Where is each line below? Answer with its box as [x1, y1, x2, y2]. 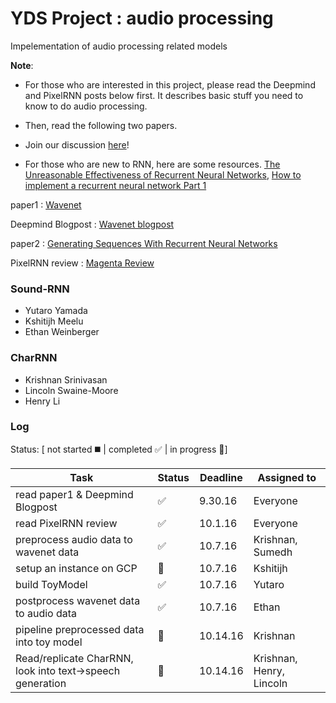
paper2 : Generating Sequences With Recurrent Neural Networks [10, 237, 278, 249]
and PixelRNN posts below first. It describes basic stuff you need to [24, 89, 304, 101]
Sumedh [253, 545, 293, 559]
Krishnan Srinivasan [24, 373, 108, 386]
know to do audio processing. [24, 100, 148, 112]
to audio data [15, 606, 78, 620]
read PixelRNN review [15, 516, 118, 530]
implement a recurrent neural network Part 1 [24, 179, 207, 191]
